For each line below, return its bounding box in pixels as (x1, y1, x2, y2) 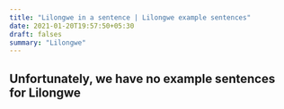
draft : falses (9, 29, 63, 38)
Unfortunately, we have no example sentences (9, 71, 276, 86)
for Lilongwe (9, 85, 81, 100)
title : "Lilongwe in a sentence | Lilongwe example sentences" (9, 13, 252, 22)
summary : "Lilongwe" (9, 38, 87, 47)
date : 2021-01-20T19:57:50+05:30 (9, 21, 135, 30)
